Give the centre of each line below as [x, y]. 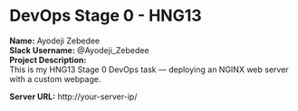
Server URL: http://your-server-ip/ [73, 97]
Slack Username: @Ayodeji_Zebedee [79, 50]
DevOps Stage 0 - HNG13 [106, 16]
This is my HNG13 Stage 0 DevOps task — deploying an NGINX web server [149, 69]
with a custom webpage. [55, 79]
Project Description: [48, 60]
